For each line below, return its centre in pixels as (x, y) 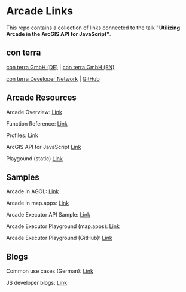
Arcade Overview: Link (34, 112)
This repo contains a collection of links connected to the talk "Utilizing (93, 28)
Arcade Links (40, 11)
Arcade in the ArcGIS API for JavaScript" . (59, 34)
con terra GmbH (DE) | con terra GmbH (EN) (60, 67)
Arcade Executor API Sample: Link (48, 215)
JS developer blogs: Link (37, 283)
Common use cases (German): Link (50, 271)
